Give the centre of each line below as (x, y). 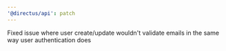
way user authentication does (49, 40)
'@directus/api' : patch (41, 13)
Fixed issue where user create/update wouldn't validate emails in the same (113, 33)
